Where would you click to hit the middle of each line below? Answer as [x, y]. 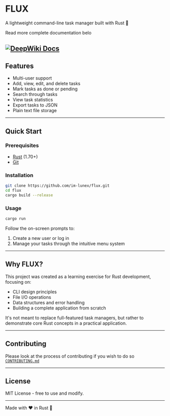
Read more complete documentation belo [49, 32]
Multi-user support [32, 78]
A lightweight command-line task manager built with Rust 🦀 [67, 23]
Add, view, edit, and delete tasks [47, 84]
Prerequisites [22, 146]
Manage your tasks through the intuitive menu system [69, 244]
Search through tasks [35, 94]
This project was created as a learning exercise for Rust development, [78, 276]
